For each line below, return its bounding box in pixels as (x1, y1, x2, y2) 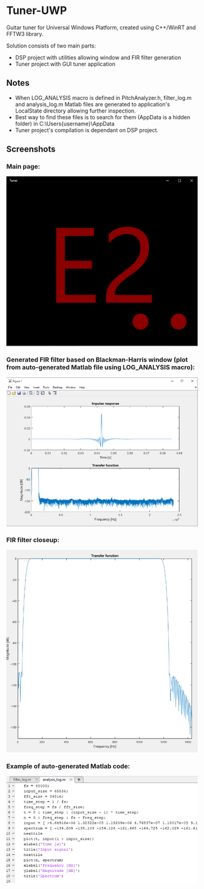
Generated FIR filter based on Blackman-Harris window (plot (6, 355, 188, 364)
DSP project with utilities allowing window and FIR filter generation (15, 54, 182, 61)
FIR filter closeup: (6, 535, 59, 544)
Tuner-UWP (6, 4, 67, 18)
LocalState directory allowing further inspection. (15, 107, 136, 114)
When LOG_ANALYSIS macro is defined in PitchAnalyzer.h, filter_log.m (15, 94, 192, 101)
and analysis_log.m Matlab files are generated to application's (15, 100, 170, 108)
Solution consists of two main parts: (6, 42, 96, 49)
